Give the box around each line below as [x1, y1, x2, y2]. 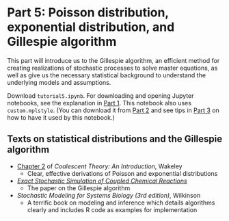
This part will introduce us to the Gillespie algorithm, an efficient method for [7, 56, 220, 64]
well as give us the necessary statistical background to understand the [7, 70, 206, 79]
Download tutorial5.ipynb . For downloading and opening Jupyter [7, 91, 194, 100]
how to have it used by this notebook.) [7, 113, 115, 121]
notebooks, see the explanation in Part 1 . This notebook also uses [7, 99, 191, 107]
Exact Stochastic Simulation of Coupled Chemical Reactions [16, 177, 187, 185]
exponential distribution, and [7, 19, 175, 35]
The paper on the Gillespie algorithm [27, 183, 131, 192]
